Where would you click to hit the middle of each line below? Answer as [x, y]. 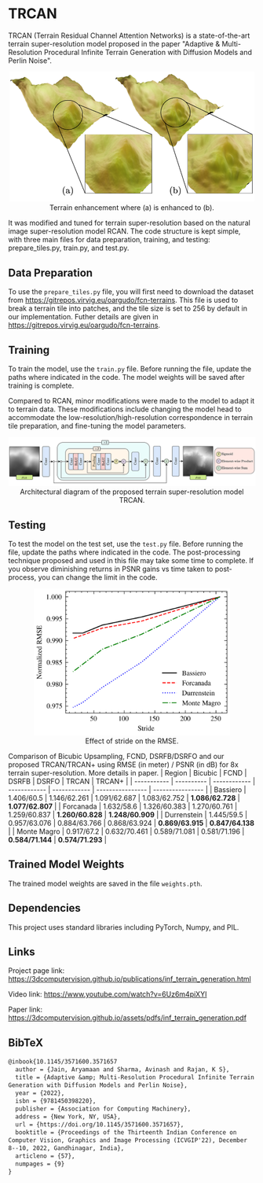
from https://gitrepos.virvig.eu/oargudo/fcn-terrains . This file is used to [123, 300]
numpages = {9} [40, 1164]
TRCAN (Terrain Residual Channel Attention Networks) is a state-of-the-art [129, 35]
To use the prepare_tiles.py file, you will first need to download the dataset [131, 292]
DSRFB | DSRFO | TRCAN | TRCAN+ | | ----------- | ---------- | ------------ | [132, 781]
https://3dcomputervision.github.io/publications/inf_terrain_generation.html [130, 979]
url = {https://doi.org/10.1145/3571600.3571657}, [100, 1125]
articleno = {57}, [46, 1156]
